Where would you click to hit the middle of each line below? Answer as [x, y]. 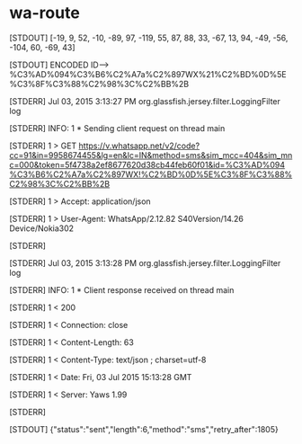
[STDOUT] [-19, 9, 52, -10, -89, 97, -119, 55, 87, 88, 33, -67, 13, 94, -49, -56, [149, 38]
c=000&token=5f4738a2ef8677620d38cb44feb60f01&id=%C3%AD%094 [147, 164]
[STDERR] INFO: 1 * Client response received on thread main [122, 289]
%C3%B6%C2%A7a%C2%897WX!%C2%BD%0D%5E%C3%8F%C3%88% [151, 174]
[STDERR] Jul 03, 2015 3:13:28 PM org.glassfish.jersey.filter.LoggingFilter [145, 262]
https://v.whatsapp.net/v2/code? [139, 146]
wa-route [45, 13]
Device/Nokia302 [42, 228]
